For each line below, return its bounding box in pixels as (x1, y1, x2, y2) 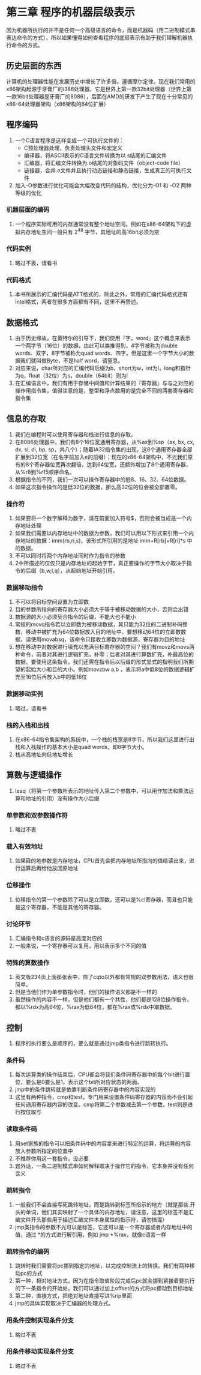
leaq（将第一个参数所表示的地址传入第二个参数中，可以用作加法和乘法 (14, 787, 189, 794)
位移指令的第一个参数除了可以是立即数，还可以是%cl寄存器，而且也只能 (14, 895, 193, 903)
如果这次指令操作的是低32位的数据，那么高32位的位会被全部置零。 (14, 483, 181, 490)
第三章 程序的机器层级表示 (6, 5, 135, 19)
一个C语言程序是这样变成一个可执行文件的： (14, 136, 125, 144)
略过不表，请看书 (14, 259, 58, 266)
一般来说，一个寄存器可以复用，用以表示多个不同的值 (14, 942, 147, 949)
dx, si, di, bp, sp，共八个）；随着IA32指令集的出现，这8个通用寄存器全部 (14, 445, 193, 453)
